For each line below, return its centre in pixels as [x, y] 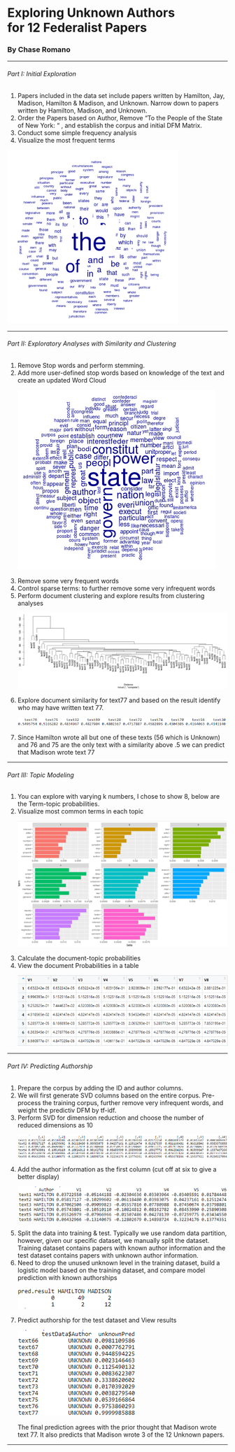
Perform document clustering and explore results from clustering [111, 595]
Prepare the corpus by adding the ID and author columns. [100, 1088]
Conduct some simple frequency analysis [77, 133]
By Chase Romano [39, 50]
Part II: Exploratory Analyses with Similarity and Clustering [92, 343]
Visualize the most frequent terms [66, 140]
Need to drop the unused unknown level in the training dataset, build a [119, 1262]
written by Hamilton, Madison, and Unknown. [82, 111]
